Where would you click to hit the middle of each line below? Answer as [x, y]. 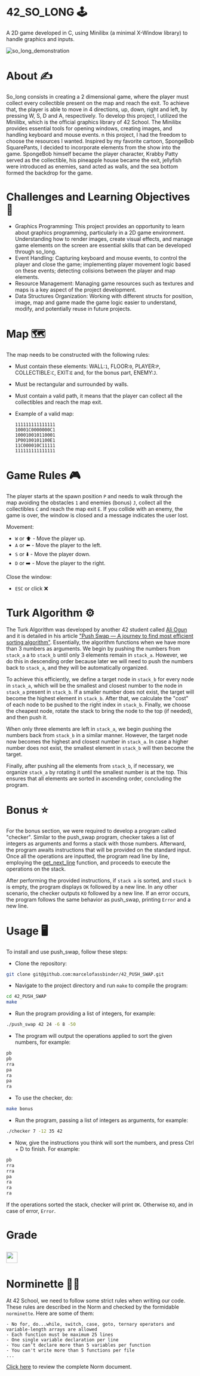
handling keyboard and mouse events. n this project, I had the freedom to [96, 134]
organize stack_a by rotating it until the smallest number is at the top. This [97, 772]
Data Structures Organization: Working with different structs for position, [104, 296]
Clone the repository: [41, 963]
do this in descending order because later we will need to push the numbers [100, 661]
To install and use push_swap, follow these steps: [67, 952]
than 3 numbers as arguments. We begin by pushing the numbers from [93, 648]
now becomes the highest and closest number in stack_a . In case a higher [97, 741]
